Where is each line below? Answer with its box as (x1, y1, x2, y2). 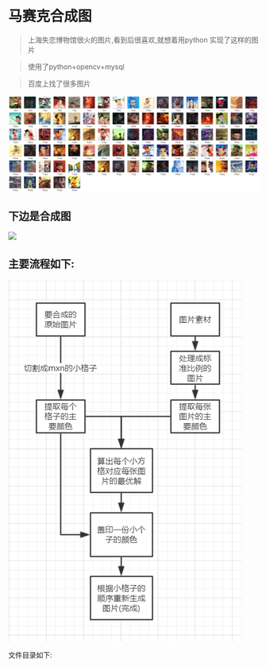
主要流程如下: (8, 258, 75, 271)
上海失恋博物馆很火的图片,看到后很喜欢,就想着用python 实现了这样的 (27, 35, 252, 45)
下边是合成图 (8, 210, 71, 223)
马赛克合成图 (8, 7, 93, 25)
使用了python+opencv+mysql (27, 61, 125, 72)
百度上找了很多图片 (27, 79, 91, 88)
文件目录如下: (8, 650, 53, 660)
